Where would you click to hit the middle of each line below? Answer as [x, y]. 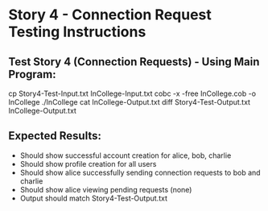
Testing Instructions [77, 32]
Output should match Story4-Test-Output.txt [93, 198]
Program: [32, 74]
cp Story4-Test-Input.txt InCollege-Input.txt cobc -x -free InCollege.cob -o [132, 93]
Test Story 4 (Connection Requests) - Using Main [134, 62]
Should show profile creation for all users [88, 163]
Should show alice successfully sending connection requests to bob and [140, 172]
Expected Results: [55, 136]
